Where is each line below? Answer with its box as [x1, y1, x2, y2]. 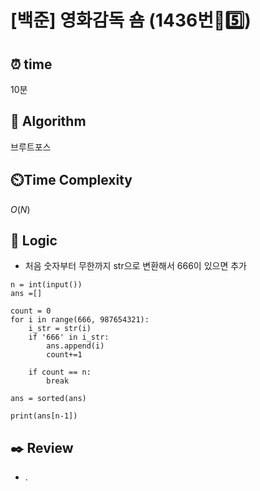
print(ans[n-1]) [10, 411, 78, 421]
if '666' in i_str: [28, 332, 110, 343]
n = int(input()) [10, 280, 83, 290]
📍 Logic [10, 232, 58, 250]
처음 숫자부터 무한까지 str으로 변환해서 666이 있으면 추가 [24, 260, 248, 272]
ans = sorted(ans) [10, 394, 87, 404]
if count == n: [28, 367, 92, 378]
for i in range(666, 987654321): [10, 315, 150, 325]
